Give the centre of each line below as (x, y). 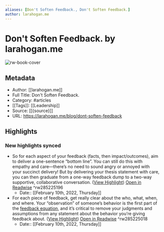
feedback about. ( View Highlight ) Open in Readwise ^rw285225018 (80, 219)
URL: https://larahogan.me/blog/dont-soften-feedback (67, 116)
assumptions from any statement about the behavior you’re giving (79, 213)
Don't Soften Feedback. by (60, 39)
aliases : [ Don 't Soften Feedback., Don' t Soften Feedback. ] (68, 10)
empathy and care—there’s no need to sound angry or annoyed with (81, 166)
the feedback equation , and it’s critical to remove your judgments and (82, 208)
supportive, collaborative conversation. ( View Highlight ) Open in (77, 182)
